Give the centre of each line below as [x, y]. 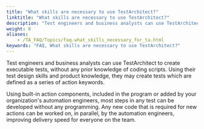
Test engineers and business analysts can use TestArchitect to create [93, 63]
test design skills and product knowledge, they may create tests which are [99, 76]
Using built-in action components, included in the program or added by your [101, 94]
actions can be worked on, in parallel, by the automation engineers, [90, 113]
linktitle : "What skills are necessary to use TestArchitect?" [88, 18]
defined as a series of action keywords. [56, 82]
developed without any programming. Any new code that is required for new [102, 107]
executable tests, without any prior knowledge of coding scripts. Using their [101, 69]
